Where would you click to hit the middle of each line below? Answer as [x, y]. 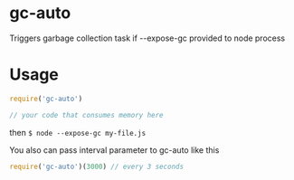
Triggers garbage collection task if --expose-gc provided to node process [147, 38]
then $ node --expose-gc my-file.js [78, 132]
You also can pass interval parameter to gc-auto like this [114, 150]
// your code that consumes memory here [87, 115]
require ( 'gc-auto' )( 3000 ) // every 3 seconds [96, 166]
